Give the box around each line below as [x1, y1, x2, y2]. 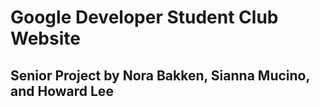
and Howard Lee [10, 82, 114, 100]
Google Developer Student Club [10, 6, 279, 29]
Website [10, 27, 81, 50]
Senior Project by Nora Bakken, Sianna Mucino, [10, 67, 310, 84]
